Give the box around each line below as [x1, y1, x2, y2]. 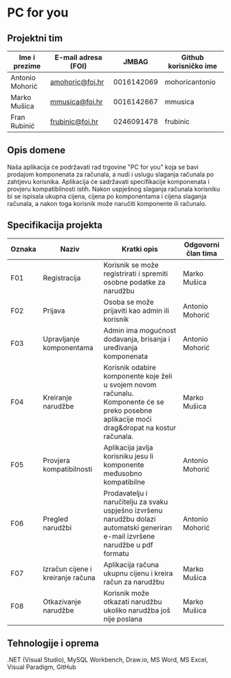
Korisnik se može [103, 260, 159, 269]
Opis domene [7, 145, 66, 156]
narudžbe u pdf [103, 540, 153, 549]
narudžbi [43, 522, 72, 532]
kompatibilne [103, 477, 146, 486]
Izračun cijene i [43, 564, 92, 573]
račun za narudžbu [103, 577, 165, 586]
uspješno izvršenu [103, 505, 163, 515]
